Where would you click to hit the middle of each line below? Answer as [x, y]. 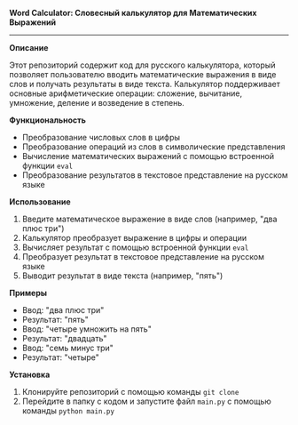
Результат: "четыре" [61, 357]
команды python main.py [68, 411]
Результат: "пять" [55, 320]
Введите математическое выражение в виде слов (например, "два [149, 219]
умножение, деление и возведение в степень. [97, 103]
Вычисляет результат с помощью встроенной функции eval [135, 247]
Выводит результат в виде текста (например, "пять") [122, 276]
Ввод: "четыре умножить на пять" [87, 329]
